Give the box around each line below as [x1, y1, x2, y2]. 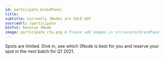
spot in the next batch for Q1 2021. [5, 48, 75, 54]
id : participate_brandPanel [5, 7, 63, 12]
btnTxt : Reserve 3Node [5, 25, 52, 30]
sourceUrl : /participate [5, 20, 56, 26]
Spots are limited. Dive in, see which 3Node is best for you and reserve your [5, 43, 159, 49]
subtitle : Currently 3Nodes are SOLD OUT [5, 16, 91, 21]
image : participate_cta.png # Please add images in [5, 30, 113, 35]
